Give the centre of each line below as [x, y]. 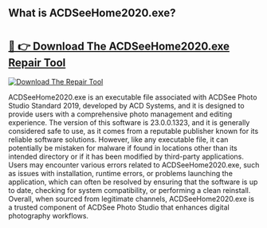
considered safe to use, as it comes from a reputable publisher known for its [133, 131]
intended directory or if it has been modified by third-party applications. [126, 156]
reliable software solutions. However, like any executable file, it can [118, 140]
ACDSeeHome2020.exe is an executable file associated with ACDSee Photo [133, 97]
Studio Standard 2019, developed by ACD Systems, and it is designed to [126, 106]
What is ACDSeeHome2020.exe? [92, 13]
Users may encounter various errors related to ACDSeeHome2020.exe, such [134, 165]
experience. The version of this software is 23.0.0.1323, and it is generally [129, 122]
